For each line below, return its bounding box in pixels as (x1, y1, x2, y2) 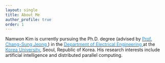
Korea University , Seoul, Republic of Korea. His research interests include (5, 47, 160, 53)
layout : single (5, 7, 38, 13)
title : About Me (5, 12, 40, 17)
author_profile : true (5, 17, 52, 22)
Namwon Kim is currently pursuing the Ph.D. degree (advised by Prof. (5, 36, 152, 42)
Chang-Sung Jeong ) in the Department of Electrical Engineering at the (5, 41, 155, 48)
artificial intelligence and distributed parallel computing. (5, 52, 123, 58)
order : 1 (5, 22, 24, 27)
